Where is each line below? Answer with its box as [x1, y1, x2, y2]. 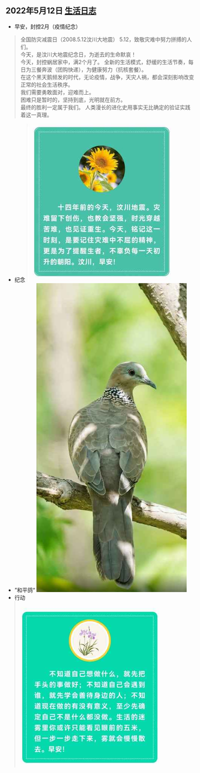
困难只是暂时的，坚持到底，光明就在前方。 [20, 96, 126, 103]
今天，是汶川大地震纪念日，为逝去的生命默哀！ [20, 51, 136, 58]
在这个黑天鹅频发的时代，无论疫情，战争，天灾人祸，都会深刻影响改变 [20, 73, 195, 80]
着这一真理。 [20, 111, 52, 118]
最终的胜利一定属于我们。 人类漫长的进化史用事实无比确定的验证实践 [20, 103, 190, 110]
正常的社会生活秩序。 [20, 81, 73, 88]
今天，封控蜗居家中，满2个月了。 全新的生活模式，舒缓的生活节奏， [20, 58, 189, 65]
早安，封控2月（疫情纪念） [14, 23, 82, 30]
